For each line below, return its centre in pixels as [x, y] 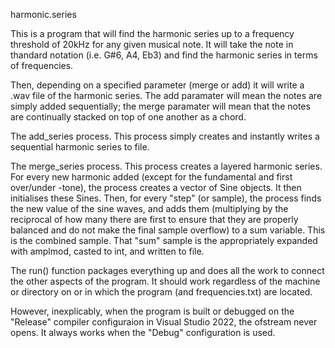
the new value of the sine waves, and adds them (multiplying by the [149, 208]
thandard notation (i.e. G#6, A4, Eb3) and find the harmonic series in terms [164, 55]
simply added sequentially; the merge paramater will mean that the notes [160, 106]
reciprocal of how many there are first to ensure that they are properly [154, 219]
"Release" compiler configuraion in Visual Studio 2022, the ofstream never [164, 322]
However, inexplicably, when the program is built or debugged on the [152, 311]
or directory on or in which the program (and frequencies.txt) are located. [161, 292]
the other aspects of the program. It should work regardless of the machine [165, 281]
